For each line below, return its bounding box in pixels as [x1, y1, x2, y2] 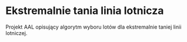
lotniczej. [5, 29, 28, 36]
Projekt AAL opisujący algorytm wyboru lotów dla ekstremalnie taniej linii [5, 23, 182, 30]
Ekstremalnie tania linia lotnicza [5, 4, 164, 17]
